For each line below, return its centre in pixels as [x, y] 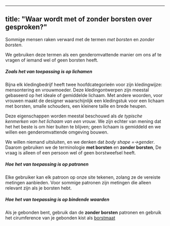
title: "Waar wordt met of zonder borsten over [79, 19]
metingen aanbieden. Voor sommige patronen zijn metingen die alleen [78, 182]
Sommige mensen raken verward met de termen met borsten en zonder [80, 39]
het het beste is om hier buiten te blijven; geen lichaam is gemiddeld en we [83, 126]
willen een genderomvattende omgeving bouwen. [57, 132]
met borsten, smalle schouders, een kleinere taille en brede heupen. [76, 106]
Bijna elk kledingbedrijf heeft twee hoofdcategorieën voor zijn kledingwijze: [84, 84]
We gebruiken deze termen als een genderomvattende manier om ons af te [83, 54]
